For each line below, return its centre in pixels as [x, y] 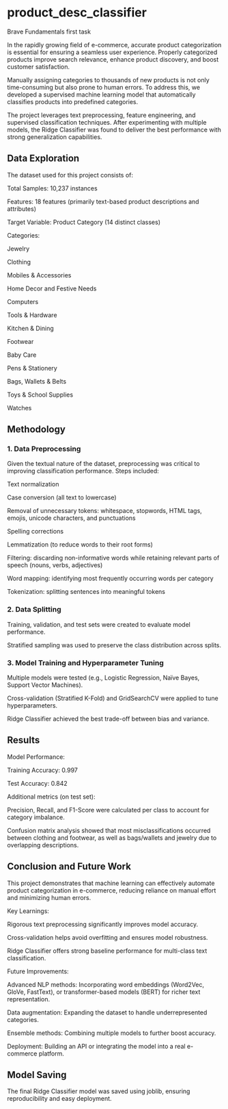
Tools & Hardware [32, 315]
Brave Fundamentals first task [49, 32]
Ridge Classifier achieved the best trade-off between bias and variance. [108, 719]
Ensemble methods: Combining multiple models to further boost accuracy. [112, 1033]
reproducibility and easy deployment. [59, 1099]
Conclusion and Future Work [69, 867]
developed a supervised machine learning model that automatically [101, 95]
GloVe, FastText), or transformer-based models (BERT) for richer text [104, 992]
